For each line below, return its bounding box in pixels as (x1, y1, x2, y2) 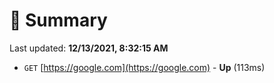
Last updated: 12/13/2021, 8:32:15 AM (9, 42, 169, 54)
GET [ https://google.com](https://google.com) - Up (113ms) (23, 61, 266, 73)
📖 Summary (9, 9, 108, 32)
